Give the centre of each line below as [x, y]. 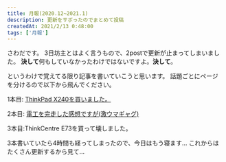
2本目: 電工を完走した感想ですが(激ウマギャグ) [73, 114]
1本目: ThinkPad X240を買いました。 [59, 100]
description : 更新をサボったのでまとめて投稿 [66, 20]
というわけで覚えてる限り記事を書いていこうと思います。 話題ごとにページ [113, 76]
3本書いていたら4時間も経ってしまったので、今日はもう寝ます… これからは [113, 143]
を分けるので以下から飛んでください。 [61, 85]
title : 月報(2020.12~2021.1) [48, 13]
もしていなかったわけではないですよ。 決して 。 [111, 62]
